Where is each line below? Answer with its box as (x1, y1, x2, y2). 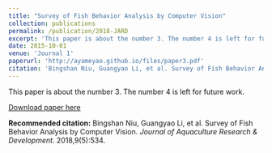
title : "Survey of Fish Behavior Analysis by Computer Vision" (8, 11, 227, 20)
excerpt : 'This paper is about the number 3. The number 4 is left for (8, 34, 255, 43)
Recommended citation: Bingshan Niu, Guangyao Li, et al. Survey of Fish (8, 118, 253, 128)
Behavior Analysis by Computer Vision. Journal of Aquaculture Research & (8, 126, 258, 136)
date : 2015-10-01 (8, 42, 67, 50)
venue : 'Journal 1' (8, 49, 74, 57)
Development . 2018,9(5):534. (8, 135, 106, 145)
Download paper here (8, 102, 81, 112)
